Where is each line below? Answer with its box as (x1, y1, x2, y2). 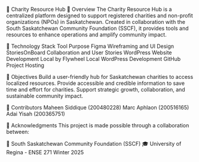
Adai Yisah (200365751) (6, 111, 66, 117)
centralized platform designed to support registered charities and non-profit (6, 12, 193, 19)
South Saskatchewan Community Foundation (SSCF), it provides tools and (6, 25, 189, 32)
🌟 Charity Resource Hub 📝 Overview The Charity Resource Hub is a (6, 6, 172, 13)
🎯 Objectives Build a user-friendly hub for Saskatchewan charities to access (6, 74, 194, 80)
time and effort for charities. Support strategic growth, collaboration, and (6, 86, 185, 93)
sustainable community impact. (6, 93, 84, 99)
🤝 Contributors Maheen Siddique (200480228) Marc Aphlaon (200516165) (6, 104, 189, 111)
